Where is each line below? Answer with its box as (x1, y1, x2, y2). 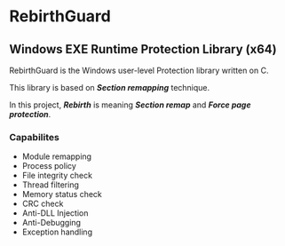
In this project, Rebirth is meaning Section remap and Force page (9, 99, 251, 110)
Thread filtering (21, 179, 80, 190)
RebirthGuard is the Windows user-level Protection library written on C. (9, 65, 269, 75)
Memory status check (21, 189, 102, 200)
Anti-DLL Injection (21, 208, 89, 218)
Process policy (21, 161, 77, 171)
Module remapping (21, 151, 91, 162)
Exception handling (21, 226, 93, 237)
